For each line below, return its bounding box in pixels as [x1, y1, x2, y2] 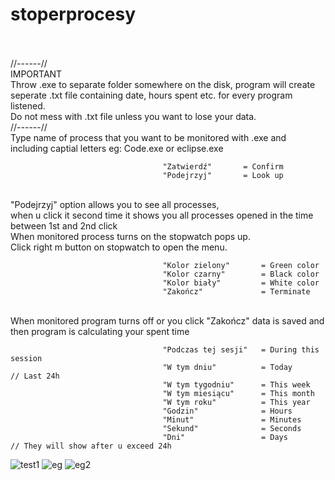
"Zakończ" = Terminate [162, 286, 311, 297]
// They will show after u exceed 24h [10, 441, 172, 451]
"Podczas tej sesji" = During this [162, 344, 320, 355]
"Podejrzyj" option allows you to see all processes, [10, 198, 220, 210]
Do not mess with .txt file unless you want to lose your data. [10, 110, 257, 122]
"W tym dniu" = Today [162, 362, 293, 372]
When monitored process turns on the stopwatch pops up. [10, 230, 251, 242]
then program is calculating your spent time [10, 325, 190, 337]
